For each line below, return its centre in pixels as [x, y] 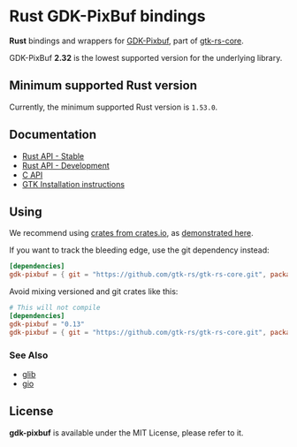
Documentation [53, 135]
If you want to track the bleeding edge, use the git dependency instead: [139, 250]
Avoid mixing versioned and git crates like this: [94, 292]
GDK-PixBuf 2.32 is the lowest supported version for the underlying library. [146, 57]
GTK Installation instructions [73, 184]
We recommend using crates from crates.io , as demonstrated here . [131, 233]
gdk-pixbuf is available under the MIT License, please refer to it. [126, 432]
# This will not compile [55, 308]
